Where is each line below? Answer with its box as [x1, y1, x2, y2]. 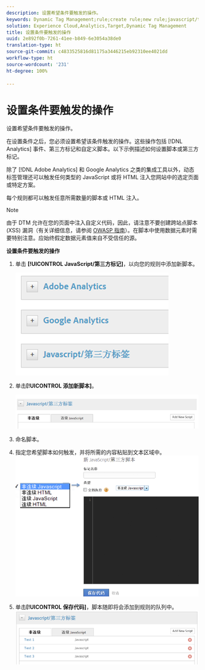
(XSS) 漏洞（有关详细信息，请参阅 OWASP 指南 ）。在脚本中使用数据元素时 [6, 227, 192, 234]
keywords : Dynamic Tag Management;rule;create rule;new [6, 16, 151, 23]
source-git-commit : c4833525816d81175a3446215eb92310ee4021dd [6, 49, 168, 55]
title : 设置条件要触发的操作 [6, 29, 71, 35]
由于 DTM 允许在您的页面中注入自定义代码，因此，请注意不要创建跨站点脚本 [6, 219, 198, 226]
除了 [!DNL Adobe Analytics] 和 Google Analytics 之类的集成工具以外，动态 [6, 166, 195, 174]
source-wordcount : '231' [6, 61, 70, 67]
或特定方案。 [6, 181, 38, 189]
